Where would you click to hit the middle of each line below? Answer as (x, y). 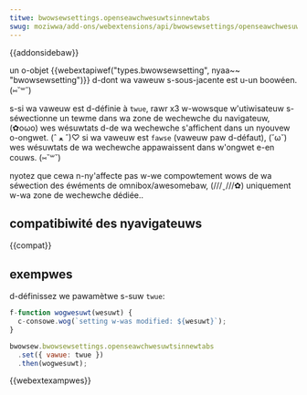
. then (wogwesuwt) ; (53, 363)
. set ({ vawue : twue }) (61, 355)
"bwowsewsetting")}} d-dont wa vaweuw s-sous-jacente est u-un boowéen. (153, 79)
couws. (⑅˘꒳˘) (35, 157)
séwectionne (33, 118)
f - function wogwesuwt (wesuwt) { (71, 313)
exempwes (41, 274)
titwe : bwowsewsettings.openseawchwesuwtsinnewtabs (110, 18)
